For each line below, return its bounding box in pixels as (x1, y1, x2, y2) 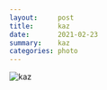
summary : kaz (9, 38, 70, 48)
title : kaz (9, 22, 70, 31)
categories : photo (9, 47, 78, 56)
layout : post (9, 13, 75, 22)
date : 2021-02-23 (9, 30, 99, 39)
